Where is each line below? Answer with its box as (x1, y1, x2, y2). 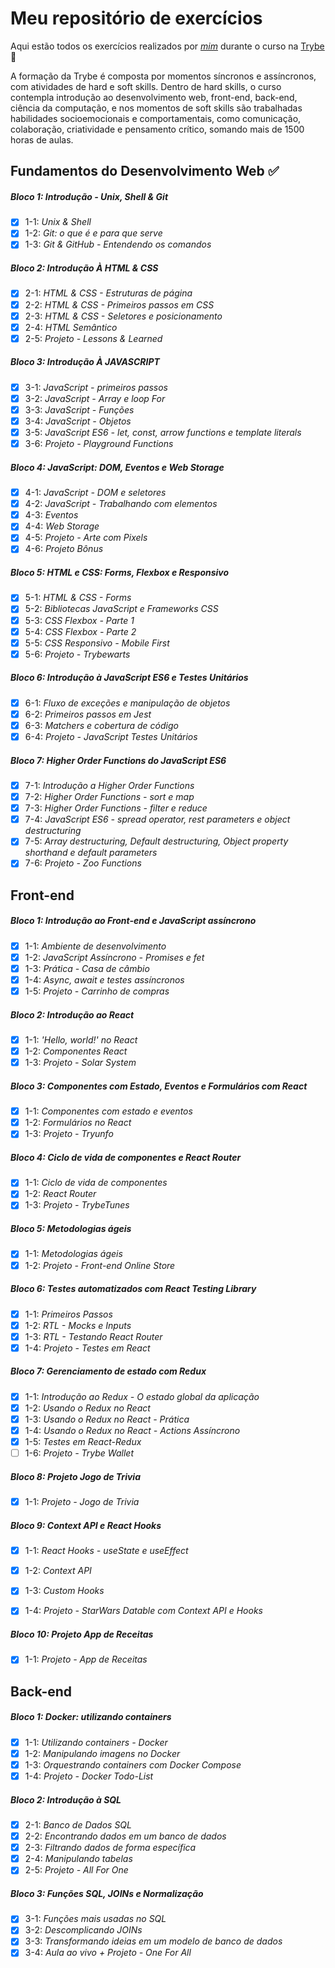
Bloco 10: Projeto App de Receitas (10, 1628, 154, 1640)
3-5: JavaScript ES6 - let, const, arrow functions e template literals (24, 426, 302, 438)
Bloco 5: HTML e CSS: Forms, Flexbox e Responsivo (10, 567, 230, 579)
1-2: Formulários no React (24, 1117, 132, 1129)
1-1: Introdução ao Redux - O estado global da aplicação (24, 1390, 260, 1402)
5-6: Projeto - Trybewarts (24, 648, 131, 660)
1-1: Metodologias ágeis (24, 1248, 123, 1260)
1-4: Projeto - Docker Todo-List (24, 1770, 154, 1782)
